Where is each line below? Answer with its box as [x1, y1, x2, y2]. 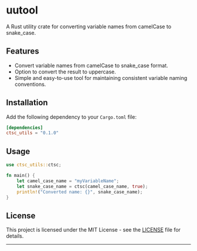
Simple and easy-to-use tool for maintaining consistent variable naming [14, 74, 188, 81]
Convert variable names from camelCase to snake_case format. [14, 62, 168, 69]
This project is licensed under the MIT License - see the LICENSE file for [6, 226, 181, 233]
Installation [6, 98, 48, 108]
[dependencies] [6, 125, 43, 130]
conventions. [14, 81, 46, 88]
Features [6, 46, 39, 56]
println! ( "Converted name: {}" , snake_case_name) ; [16, 189, 143, 195]
